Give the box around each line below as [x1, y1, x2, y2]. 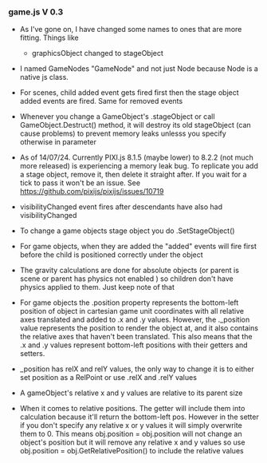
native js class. [19, 73, 69, 82]
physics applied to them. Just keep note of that [19, 283, 175, 292]
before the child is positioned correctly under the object [19, 250, 203, 259]
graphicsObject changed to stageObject [31, 49, 163, 58]
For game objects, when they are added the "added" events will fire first [19, 242, 257, 251]
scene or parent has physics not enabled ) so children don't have [19, 274, 234, 283]
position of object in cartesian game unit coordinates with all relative [19, 307, 245, 316]
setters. [19, 349, 45, 358]
